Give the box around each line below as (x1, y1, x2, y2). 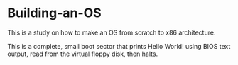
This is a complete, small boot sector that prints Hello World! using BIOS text (7, 42, 231, 50)
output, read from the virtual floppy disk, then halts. (7, 49, 158, 58)
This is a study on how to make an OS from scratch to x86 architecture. (7, 28, 216, 37)
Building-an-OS (7, 5, 102, 21)
